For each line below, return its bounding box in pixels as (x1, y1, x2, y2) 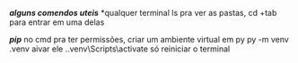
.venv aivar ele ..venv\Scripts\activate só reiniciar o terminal (9, 43, 231, 54)
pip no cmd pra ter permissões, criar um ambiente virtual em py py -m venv (9, 35, 289, 44)
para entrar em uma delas (9, 17, 105, 28)
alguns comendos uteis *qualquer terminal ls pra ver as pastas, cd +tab (9, 8, 277, 18)
